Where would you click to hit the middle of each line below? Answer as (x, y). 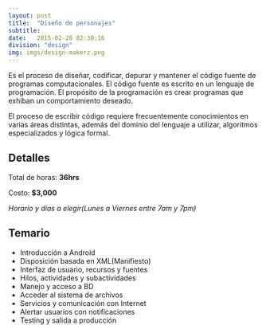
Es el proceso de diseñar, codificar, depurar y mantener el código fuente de (132, 75)
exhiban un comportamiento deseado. (71, 101)
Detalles (29, 158)
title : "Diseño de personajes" (62, 23)
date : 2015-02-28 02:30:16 (57, 38)
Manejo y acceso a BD (57, 286)
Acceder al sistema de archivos (71, 295)
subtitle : (25, 30)
